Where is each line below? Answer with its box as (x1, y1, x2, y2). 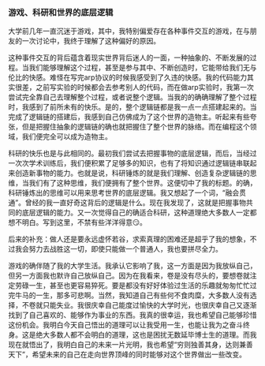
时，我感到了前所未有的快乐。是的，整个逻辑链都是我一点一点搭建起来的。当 (8, 103, 257, 112)
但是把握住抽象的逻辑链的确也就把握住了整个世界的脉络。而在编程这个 (21, 122, 250, 132)
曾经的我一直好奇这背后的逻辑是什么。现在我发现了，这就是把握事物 (24, 198, 247, 207)
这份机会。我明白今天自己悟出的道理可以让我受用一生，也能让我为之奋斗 (8, 320, 243, 330)
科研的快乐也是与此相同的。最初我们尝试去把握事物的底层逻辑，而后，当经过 (8, 148, 257, 159)
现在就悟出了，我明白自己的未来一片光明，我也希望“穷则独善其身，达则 (8, 340, 240, 349)
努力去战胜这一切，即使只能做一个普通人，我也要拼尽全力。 (28, 245, 222, 254)
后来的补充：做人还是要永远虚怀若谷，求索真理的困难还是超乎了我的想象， (8, 234, 250, 244)
